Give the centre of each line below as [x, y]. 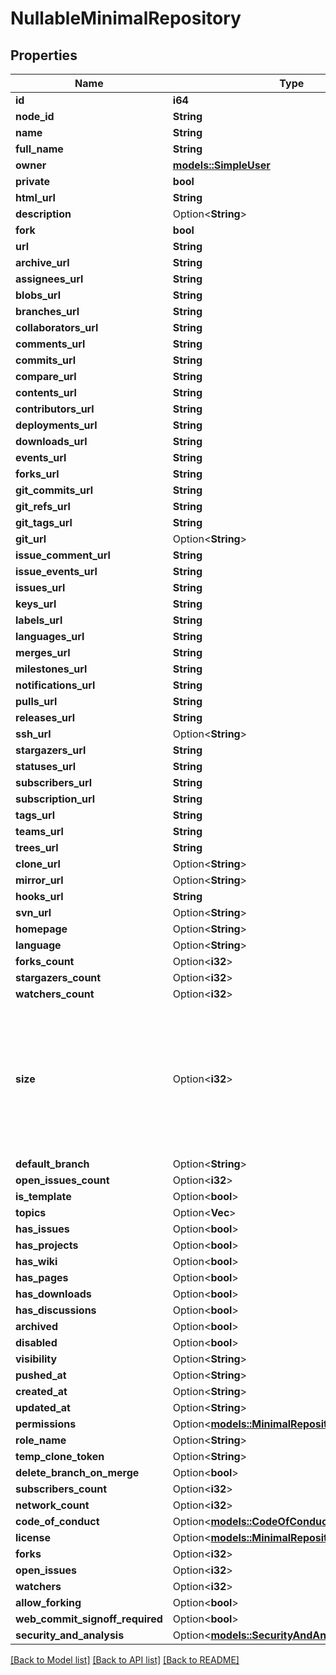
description [43, 214]
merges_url [43, 652]
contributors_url [55, 409]
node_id [35, 116]
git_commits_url [54, 490]
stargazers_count [58, 977]
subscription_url [55, 799]
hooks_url [39, 896]
